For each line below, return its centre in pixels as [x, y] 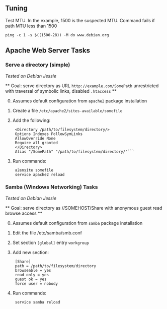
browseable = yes [33, 270]
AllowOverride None [35, 138]
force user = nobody [36, 284]
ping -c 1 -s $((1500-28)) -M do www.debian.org [57, 35]
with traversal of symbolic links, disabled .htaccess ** [61, 91]
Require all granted [36, 143]
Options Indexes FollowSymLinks [49, 134]
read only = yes [32, 275]
